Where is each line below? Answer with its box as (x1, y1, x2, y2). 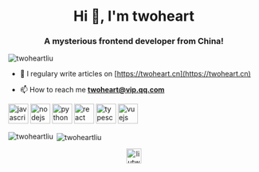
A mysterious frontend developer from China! (43, 36, 225, 47)
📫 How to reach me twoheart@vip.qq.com (19, 85, 165, 95)
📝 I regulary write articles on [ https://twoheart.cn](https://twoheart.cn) (19, 69, 251, 79)
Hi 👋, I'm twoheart (73, 7, 195, 25)
